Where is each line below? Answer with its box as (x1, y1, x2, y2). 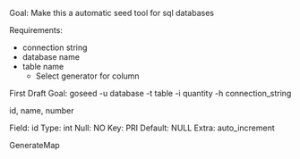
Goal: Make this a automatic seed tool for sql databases (9, 8, 215, 18)
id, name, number (9, 105, 74, 115)
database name (21, 52, 81, 62)
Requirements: (9, 25, 63, 35)
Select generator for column (35, 71, 141, 81)
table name (21, 62, 64, 71)
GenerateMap (9, 140, 60, 150)
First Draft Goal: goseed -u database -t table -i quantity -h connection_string (9, 88, 292, 98)
